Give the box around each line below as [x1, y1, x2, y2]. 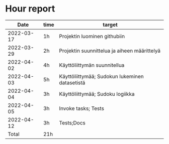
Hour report [5, 3, 55, 15]
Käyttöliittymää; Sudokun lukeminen [59, 73, 144, 80]
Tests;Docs [59, 119, 86, 126]
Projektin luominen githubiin [59, 33, 125, 40]
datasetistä [59, 79, 86, 86]
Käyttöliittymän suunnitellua [59, 61, 125, 68]
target [103, 21, 118, 28]
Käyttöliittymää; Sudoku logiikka [59, 90, 135, 97]
